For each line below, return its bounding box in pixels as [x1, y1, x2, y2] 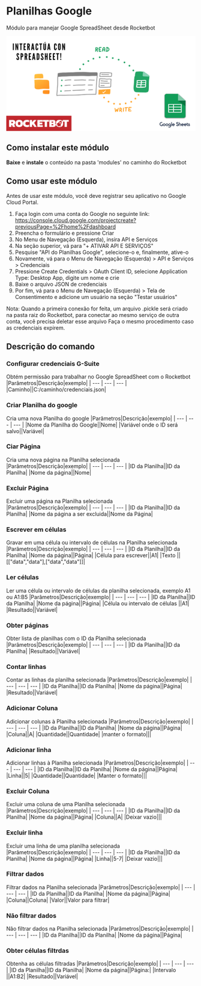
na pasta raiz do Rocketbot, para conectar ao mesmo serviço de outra [6, 311, 179, 318]
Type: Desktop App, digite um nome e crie [14, 274, 120, 281]
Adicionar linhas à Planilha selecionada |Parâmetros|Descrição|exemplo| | [6, 759, 189, 766]
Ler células [6, 573, 39, 582]
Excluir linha [6, 828, 43, 837]
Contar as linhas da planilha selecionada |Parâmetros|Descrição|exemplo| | [6, 676, 192, 683]
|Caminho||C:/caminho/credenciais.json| [6, 386, 106, 393]
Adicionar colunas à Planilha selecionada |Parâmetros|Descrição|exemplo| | [6, 718, 194, 725]
